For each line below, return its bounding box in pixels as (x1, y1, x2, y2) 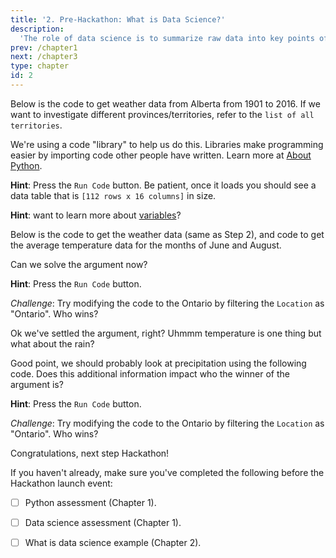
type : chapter (10, 61, 70, 71)
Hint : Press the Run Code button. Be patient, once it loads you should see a (10, 179, 317, 191)
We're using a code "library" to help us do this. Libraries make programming (10, 138, 324, 150)
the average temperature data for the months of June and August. (10, 239, 282, 251)
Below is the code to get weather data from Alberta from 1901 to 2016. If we (10, 97, 321, 110)
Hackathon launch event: (10, 477, 113, 489)
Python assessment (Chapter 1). (24, 496, 157, 508)
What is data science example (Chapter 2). (24, 537, 202, 548)
